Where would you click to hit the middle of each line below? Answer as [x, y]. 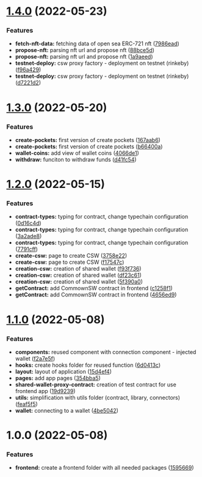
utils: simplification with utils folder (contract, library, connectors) [98, 397]
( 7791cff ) [27, 249]
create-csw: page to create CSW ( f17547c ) [70, 262]
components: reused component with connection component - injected [106, 352]
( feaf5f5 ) [26, 404]
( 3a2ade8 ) [28, 236]
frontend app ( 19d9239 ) [45, 391]
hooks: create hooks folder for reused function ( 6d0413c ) [88, 365]
